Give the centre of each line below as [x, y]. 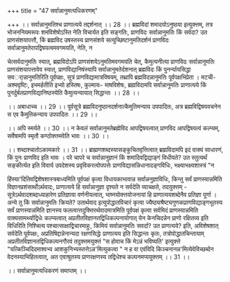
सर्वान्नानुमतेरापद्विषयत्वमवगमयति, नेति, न [50, 48]
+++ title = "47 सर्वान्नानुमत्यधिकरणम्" [53, 11]
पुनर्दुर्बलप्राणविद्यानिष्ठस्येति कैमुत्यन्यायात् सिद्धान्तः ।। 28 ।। [73, 93]
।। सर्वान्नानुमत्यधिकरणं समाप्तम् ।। [47, 271]
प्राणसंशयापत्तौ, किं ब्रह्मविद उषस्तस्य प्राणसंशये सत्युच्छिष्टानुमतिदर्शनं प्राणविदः [88, 40]
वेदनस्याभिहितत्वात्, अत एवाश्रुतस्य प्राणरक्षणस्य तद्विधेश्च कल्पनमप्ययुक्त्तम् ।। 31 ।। [99, 257]
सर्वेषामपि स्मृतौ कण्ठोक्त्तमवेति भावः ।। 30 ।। [58, 136]
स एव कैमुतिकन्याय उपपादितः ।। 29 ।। [53, 114]
